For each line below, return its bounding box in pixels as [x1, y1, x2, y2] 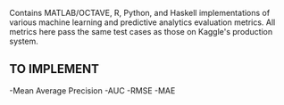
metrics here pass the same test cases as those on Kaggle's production [9, 27, 273, 36]
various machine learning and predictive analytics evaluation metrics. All [9, 17, 276, 28]
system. [9, 36, 38, 46]
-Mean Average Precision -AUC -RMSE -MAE [9, 85, 176, 96]
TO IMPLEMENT [9, 61, 100, 77]
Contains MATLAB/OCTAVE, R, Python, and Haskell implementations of [9, 8, 271, 18]
